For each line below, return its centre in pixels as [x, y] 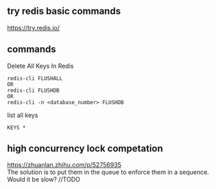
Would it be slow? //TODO [44, 179]
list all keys [23, 115]
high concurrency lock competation [85, 149]
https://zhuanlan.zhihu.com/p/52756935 [64, 165]
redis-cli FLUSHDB [33, 90]
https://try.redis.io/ [34, 27]
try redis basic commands [64, 11]
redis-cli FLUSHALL [35, 78]
